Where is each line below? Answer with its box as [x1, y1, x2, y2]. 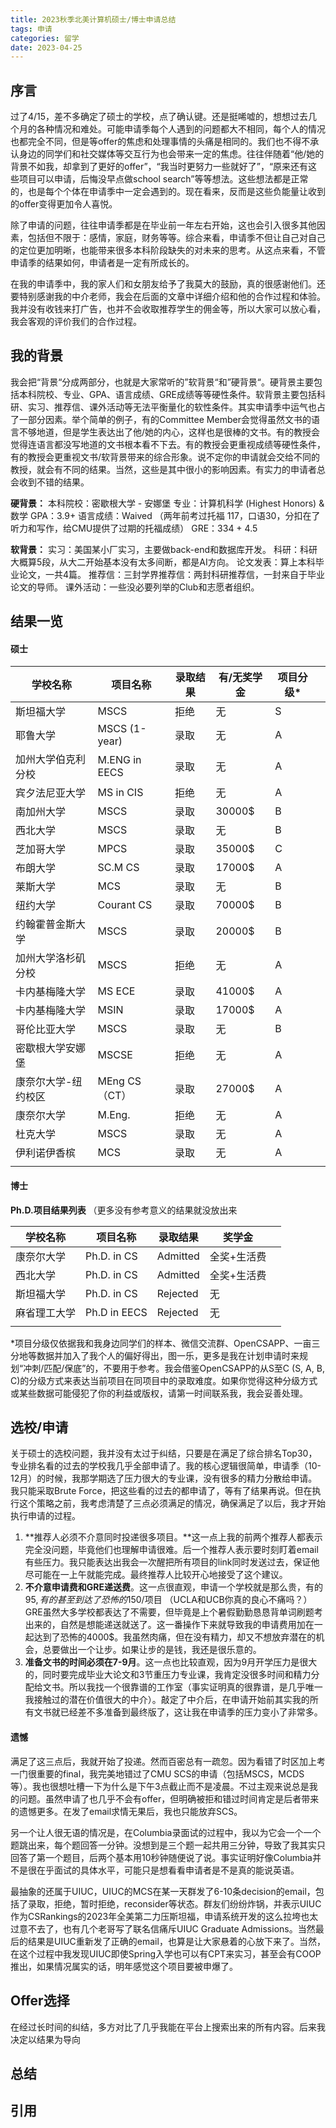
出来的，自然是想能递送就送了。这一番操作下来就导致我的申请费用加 [24, 1619, 306, 1631]
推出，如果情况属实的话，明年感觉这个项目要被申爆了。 [10, 1960, 238, 1972]
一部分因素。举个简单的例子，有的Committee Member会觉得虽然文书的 [18, 413, 312, 425]
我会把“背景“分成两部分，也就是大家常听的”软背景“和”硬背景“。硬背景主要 [10, 376, 314, 388]
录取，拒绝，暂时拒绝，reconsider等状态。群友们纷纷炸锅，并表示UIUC [27, 1897, 322, 1910]
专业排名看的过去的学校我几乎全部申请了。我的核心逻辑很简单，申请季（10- [10, 1460, 322, 1472]
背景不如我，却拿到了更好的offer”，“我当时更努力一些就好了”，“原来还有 [10, 161, 309, 173]
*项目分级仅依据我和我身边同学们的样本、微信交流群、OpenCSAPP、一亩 [10, 1337, 312, 1349]
